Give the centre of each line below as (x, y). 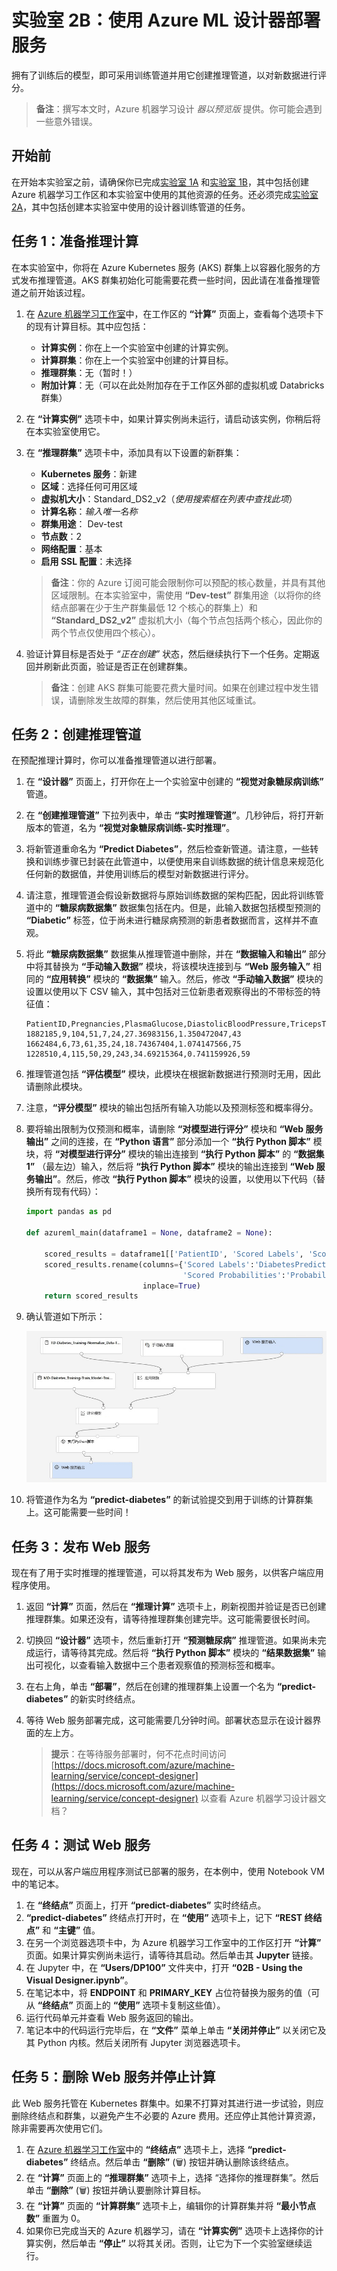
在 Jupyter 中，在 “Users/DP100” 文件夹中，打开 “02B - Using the (164, 1967)
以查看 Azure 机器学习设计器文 (263, 1798)
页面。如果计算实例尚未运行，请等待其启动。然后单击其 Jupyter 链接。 (172, 1955)
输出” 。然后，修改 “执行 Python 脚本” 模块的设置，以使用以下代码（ (175, 1179)
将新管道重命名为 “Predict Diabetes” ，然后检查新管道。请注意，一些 (168, 849)
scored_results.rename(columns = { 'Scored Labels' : (149, 1264)
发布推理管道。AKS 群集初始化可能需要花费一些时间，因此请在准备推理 (165, 280)
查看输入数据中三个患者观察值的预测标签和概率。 (179, 1665)
